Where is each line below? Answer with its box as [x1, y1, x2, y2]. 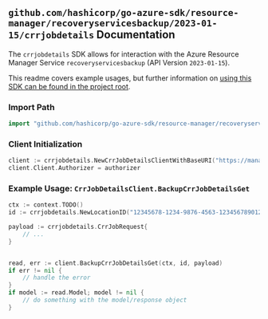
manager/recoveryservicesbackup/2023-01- [8, 18, 218, 30]
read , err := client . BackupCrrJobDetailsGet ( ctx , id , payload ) [8, 259, 223, 267]
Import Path [8, 101, 55, 112]
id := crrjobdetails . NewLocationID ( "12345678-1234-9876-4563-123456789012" [8, 208, 266, 217]
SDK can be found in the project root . [8, 81, 131, 91]
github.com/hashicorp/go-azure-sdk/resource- [8, 7, 239, 19]
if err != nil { [8, 266, 62, 274]
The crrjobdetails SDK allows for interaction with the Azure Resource [8, 49, 239, 59]
